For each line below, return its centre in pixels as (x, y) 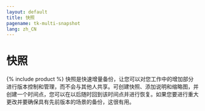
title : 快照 (20, 18)
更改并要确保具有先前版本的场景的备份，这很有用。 (70, 102)
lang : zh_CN (21, 29)
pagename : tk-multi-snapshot (43, 23)
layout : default (27, 12)
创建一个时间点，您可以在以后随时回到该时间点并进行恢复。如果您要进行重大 (103, 95)
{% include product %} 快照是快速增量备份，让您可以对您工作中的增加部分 (100, 79)
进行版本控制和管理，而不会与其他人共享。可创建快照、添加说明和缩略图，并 (103, 87)
